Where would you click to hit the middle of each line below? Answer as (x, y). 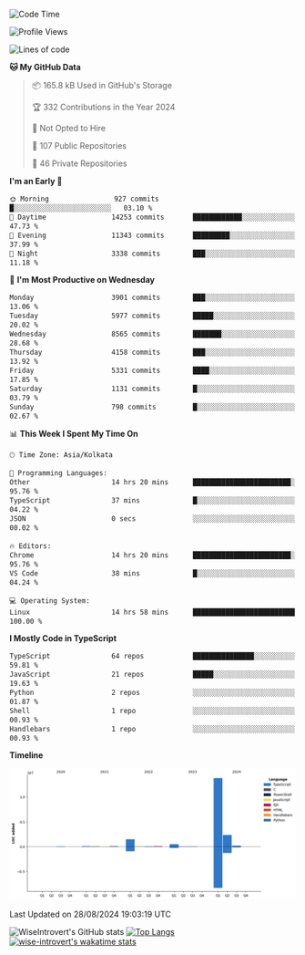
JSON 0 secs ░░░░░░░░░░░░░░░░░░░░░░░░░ (152, 519)
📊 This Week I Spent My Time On (74, 434)
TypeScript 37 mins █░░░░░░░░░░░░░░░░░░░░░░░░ (152, 501)
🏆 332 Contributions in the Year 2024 (103, 107)
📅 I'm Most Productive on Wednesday (82, 280)
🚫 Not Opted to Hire (69, 128)
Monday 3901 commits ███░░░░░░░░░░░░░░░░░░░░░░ (152, 297)
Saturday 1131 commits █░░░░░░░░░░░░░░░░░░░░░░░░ (152, 389)
